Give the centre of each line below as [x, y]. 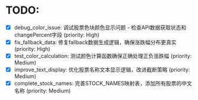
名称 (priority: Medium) [42, 91]
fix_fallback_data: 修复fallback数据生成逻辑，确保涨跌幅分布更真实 [95, 42]
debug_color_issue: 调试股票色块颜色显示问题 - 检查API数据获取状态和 [100, 27]
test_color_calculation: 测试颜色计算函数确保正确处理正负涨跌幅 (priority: [103, 56]
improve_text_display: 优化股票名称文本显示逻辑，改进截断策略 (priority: [102, 70]
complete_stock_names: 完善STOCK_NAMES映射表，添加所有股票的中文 [103, 83]
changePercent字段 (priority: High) [57, 35]
